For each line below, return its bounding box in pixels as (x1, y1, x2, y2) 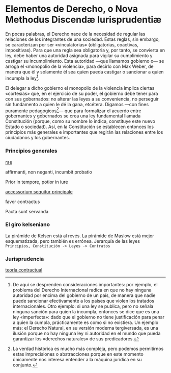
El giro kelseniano (5, 221, 50, 228)
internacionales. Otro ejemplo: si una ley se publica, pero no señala (12, 303, 154, 309)
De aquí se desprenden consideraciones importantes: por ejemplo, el (12, 282, 158, 288)
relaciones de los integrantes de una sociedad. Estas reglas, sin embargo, (5, 36, 160, 42)
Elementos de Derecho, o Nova (5, 3, 138, 15)
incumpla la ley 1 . (5, 74, 40, 81)
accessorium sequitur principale (5, 188, 73, 194)
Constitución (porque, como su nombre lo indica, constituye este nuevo (5, 118, 155, 125)
